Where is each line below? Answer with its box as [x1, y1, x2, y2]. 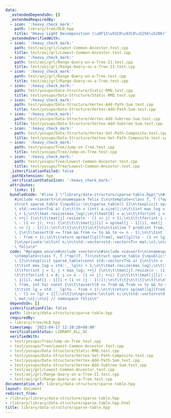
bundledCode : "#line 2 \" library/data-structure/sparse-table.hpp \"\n [10, 192, 163, 197]
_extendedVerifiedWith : [10, 36, 60, 41]
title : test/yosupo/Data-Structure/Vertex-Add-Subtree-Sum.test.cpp [14, 121, 163, 126]
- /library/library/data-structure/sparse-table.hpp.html [5, 400, 131, 405]
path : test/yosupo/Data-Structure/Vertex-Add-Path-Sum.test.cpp [14, 102, 154, 107]
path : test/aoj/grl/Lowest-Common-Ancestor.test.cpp [14, 45, 129, 50]
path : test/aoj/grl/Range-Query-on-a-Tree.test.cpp [14, 74, 126, 79]
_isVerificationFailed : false [10, 169, 74, 174]
